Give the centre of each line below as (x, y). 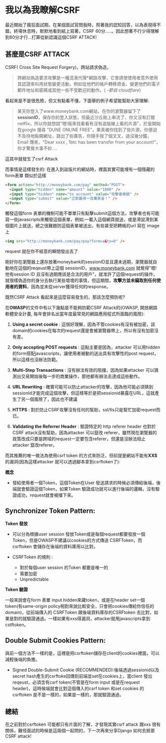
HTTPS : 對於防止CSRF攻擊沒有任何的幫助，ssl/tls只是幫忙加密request (84, 410)
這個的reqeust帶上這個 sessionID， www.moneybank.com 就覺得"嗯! (87, 268)
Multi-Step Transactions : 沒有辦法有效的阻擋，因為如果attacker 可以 (83, 370)
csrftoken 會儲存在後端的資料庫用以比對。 (55, 546)
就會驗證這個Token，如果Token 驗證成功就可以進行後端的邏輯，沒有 (86, 489)
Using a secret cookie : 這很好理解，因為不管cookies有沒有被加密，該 (84, 324)
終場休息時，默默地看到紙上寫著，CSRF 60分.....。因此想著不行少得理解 (86, 31)
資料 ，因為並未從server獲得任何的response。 (64, 287)
